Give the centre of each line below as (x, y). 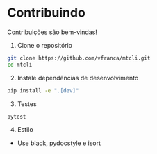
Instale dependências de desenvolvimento (78, 78)
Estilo (25, 130)
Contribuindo (46, 13)
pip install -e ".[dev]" (43, 91)
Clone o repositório (45, 45)
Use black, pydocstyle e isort (59, 143)
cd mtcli (20, 65)
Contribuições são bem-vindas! (52, 32)
